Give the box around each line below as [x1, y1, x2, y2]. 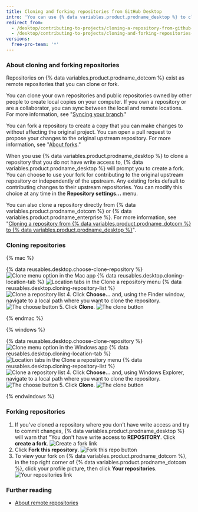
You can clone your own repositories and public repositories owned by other [6, 92, 192, 99]
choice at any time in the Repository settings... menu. [6, 190, 138, 197]
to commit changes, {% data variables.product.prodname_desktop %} [14, 427, 185, 434]
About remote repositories [14, 499, 78, 507]
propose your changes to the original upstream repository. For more [6, 135, 171, 142]
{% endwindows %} [6, 393, 55, 400]
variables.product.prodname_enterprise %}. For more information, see [6, 214, 177, 221]
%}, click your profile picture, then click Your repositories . [14, 465, 157, 472]
